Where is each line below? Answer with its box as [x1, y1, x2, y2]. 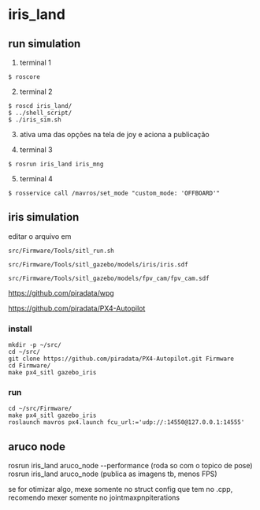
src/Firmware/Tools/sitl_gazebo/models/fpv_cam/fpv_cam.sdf [8, 274, 210, 282]
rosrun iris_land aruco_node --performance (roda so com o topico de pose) [8, 461, 254, 471]
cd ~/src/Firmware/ [8, 404, 72, 413]
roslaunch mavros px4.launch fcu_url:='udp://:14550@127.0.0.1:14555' [8, 419, 245, 426]
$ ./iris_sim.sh [8, 116, 61, 124]
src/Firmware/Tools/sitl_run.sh [8, 247, 114, 255]
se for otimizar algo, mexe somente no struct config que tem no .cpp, [8, 485, 233, 494]
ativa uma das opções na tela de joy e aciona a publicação [19, 130, 210, 139]
